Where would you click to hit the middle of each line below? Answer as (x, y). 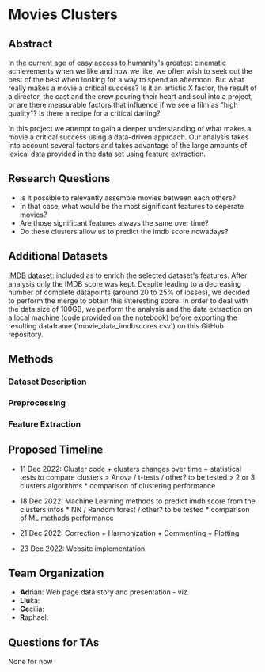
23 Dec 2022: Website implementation (82, 549)
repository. (26, 334)
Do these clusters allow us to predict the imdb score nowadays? (124, 231)
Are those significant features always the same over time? (114, 222)
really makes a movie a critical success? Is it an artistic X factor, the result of (132, 88)
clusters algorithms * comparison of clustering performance (117, 485)
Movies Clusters (63, 15)
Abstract (30, 44)
